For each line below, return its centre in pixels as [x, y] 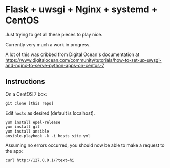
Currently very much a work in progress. [48, 44]
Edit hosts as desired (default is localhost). [50, 113]
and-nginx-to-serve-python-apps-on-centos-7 [55, 65]
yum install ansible [27, 131]
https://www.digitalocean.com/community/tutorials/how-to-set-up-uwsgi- [84, 60]
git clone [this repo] [29, 103]
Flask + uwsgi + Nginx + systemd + [81, 10]
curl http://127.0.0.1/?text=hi [40, 160]
